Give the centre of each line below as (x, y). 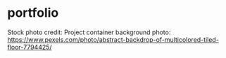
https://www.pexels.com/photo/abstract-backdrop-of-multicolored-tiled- (113, 39)
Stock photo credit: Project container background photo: (89, 32)
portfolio (33, 13)
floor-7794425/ (30, 47)
